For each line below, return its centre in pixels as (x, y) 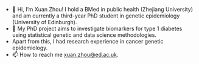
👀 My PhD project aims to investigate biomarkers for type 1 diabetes (97, 28)
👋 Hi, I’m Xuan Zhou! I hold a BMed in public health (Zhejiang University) (103, 9)
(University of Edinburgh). (44, 22)
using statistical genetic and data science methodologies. (84, 35)
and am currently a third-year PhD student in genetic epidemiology (96, 16)
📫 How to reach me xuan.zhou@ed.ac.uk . (65, 55)
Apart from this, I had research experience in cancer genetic (88, 41)
